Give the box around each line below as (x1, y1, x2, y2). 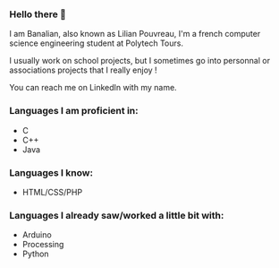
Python (21, 248, 49, 259)
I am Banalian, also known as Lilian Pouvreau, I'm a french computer (9, 29, 261, 39)
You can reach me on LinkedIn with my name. (9, 82, 177, 93)
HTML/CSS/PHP (21, 186, 83, 197)
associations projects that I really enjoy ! (9, 65, 158, 75)
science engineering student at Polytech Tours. (9, 38, 183, 48)
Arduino (21, 229, 52, 240)
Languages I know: (9, 166, 94, 178)
